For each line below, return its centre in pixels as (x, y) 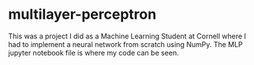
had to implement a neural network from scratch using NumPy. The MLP (125, 44)
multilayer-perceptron (82, 14)
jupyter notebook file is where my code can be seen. (93, 52)
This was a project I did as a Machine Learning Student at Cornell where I (127, 36)
